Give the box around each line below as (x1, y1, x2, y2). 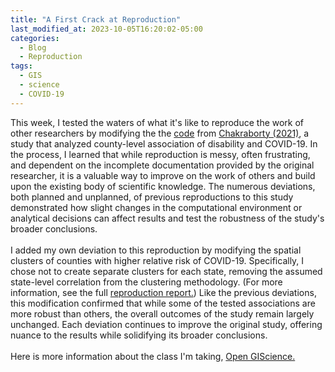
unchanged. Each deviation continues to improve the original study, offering (10, 318, 323, 330)
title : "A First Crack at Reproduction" (10, 14, 182, 25)
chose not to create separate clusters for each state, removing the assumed (10, 265, 323, 277)
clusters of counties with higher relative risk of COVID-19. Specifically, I (10, 254, 305, 266)
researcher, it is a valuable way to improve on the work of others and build (10, 169, 316, 181)
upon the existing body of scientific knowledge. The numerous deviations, (10, 180, 316, 192)
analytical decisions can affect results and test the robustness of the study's (10, 212, 325, 224)
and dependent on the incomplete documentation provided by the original (10, 159, 315, 171)
